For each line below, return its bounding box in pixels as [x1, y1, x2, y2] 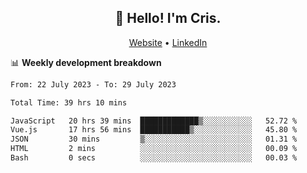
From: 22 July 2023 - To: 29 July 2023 [10, 79, 177, 90]
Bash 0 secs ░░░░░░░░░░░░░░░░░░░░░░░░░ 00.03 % [10, 153, 298, 163]
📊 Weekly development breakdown [10, 56, 162, 68]
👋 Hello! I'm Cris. [114, 10, 222, 27]
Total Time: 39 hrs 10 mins [10, 97, 128, 108]
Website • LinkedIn [128, 36, 208, 48]
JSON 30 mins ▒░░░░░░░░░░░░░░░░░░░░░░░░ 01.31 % [10, 134, 298, 145]
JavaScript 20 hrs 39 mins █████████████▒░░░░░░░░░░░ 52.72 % [10, 116, 298, 126]
